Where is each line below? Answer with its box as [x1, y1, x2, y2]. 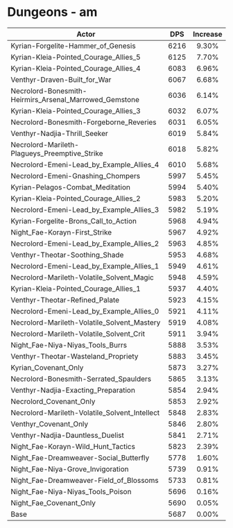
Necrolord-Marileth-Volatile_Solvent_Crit [10, 329, 146, 339]
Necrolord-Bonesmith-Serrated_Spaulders [10, 374, 152, 384]
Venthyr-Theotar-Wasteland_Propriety [10, 351, 139, 361]
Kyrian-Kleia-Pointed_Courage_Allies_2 [10, 194, 141, 203]
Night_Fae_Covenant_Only [10, 497, 96, 507]
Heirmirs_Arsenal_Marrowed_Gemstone [10, 94, 140, 104]
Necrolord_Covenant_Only [10, 396, 96, 406]
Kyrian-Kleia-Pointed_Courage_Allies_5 [10, 52, 141, 62]
